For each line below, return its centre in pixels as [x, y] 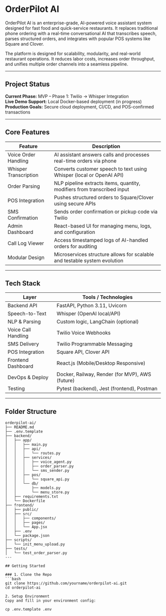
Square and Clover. [25, 44]
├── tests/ [16, 549]
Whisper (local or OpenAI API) [89, 175]
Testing [16, 389]
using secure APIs [75, 203]
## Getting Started [25, 566]
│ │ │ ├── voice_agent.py [38, 462]
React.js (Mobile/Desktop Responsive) [101, 363]
